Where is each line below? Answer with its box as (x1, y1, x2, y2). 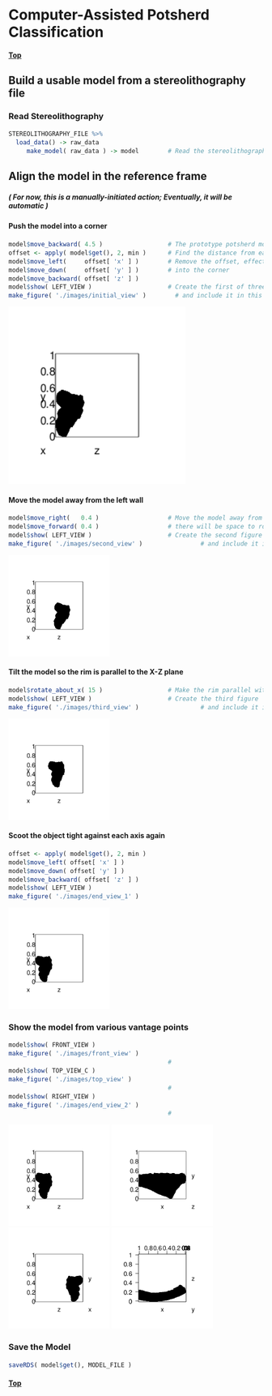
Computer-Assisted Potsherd (8, 6, 210, 24)
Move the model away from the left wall (8, 495, 144, 504)
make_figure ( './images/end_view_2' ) (8, 1101, 139, 1109)
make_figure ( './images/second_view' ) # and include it (8, 540, 259, 548)
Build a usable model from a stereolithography (8, 74, 246, 88)
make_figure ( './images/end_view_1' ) (8, 893, 139, 901)
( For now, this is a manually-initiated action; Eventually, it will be (8, 192, 232, 202)
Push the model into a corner (8, 221, 108, 231)
